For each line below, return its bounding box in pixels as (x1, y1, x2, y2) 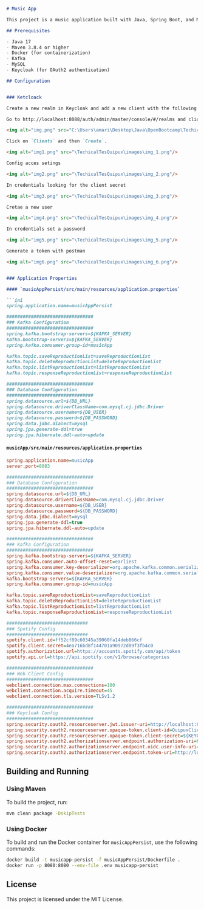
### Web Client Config (6, 670, 64, 677)
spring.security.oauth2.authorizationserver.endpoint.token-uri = (6, 750, 175, 756)
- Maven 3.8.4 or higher (6, 44, 69, 50)
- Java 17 (6, 38, 32, 45)
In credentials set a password (6, 226, 86, 232)
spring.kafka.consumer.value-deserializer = (6, 569, 118, 576)
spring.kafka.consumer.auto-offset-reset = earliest (6, 559, 137, 565)
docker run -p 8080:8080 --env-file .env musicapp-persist (6, 862, 159, 868)
